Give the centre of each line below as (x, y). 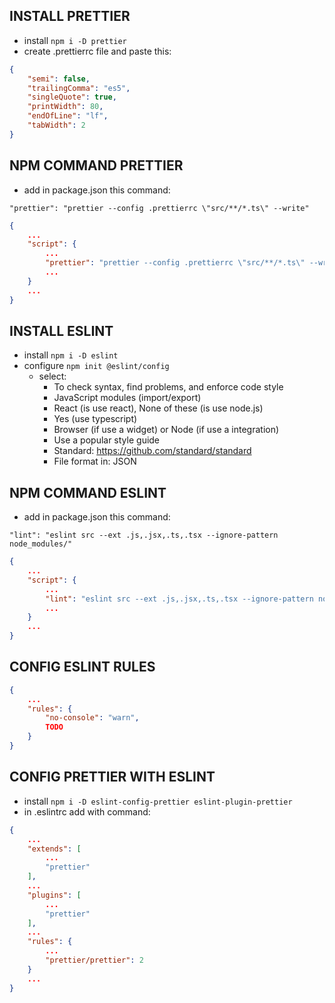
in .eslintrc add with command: (87, 811)
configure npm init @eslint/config (96, 366)
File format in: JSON (95, 461)
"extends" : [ (54, 849)
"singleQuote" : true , (72, 97)
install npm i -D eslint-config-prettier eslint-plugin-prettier (158, 801)
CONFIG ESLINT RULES (82, 667)
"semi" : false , (59, 79)
